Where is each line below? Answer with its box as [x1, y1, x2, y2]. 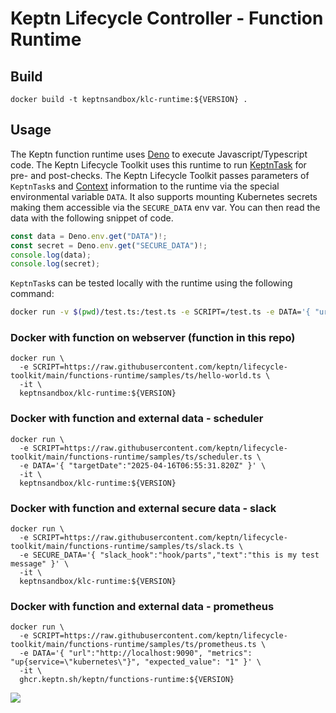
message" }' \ [10, 559, 70, 569]
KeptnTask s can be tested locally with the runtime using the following [10, 277, 293, 289]
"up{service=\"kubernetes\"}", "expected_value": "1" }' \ [10, 657, 262, 667]
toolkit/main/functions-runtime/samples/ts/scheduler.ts [10, 452, 253, 462]
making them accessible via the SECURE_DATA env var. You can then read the [10, 201, 321, 213]
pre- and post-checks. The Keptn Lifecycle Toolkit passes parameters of [10, 169, 310, 181]
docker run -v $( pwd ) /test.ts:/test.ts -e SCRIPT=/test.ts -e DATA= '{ [10, 307, 311, 317]
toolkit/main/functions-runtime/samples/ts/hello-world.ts [10, 371, 262, 381]
